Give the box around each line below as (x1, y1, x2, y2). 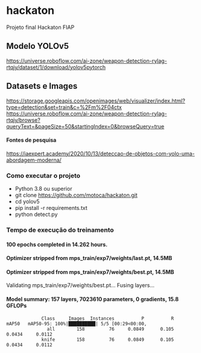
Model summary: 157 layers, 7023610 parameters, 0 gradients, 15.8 (6, 295, 179, 302)
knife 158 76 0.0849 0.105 (41, 336, 174, 343)
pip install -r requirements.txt (14, 205, 88, 212)
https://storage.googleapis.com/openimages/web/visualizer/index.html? (6, 97, 185, 104)
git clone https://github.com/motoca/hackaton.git (14, 191, 138, 199)
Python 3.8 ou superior (14, 185, 72, 192)
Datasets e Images (6, 81, 78, 91)
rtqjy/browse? (6, 116, 40, 124)
